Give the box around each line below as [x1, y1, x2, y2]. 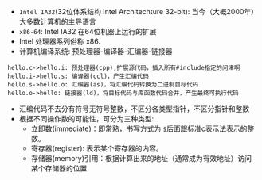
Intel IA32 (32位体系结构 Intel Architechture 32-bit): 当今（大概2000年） [18, 7, 259, 16]
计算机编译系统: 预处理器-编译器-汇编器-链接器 [18, 47, 173, 56]
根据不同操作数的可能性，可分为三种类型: [18, 114, 154, 123]
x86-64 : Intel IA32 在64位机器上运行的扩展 [18, 27, 157, 36]
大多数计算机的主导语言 [18, 17, 96, 26]
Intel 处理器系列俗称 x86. [18, 36, 101, 46]
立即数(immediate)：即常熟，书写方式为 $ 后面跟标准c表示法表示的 [30, 124, 248, 133]
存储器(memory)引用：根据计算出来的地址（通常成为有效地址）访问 [30, 154, 252, 163]
